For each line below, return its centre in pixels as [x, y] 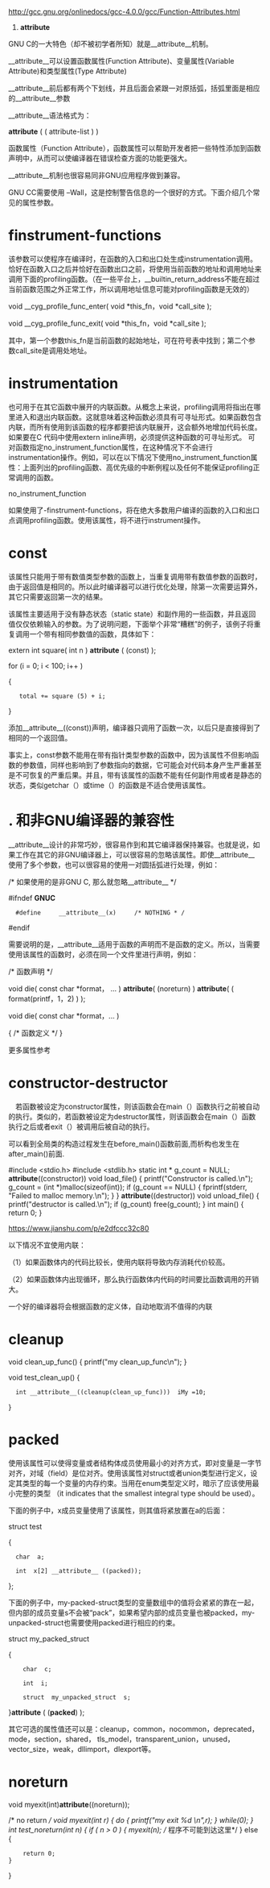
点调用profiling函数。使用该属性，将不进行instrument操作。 [106, 520]
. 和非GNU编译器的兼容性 [91, 820]
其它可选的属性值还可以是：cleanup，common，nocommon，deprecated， [134, 1728]
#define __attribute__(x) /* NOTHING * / [100, 913]
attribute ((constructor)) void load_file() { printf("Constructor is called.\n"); [131, 1178]
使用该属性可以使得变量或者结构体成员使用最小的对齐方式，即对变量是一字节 [135, 1463]
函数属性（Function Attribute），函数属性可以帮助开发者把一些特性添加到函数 [135, 148]
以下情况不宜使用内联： [47, 1245]
